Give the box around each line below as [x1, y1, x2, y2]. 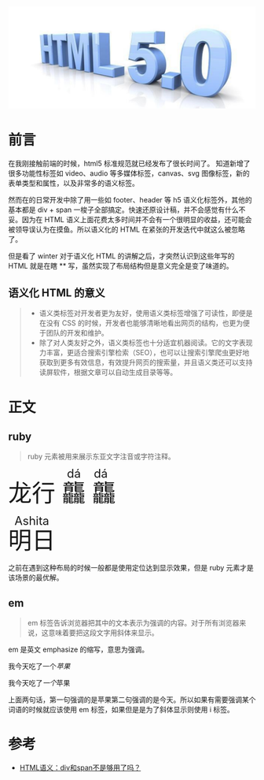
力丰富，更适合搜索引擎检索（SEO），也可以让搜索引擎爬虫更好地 [38, 348, 250, 358]
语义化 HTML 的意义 [8, 286, 106, 300]
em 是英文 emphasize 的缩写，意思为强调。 [8, 644, 149, 655]
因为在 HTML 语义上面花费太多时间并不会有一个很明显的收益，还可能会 [21, 214, 252, 224]
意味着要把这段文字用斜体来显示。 [48, 628, 159, 637]
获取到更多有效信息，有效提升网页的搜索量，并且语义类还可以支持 [38, 358, 253, 367]
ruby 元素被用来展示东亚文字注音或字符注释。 [27, 451, 175, 462]
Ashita [8, 514, 56, 529]
